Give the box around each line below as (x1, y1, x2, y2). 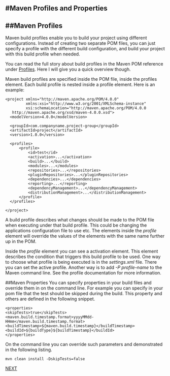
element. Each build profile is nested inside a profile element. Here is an (5, 81, 155, 88)
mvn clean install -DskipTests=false (5, 357, 85, 362)
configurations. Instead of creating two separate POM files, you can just (5, 40, 156, 46)
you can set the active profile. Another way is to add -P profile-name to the (5, 264, 162, 271)
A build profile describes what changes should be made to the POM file (5, 217, 155, 223)
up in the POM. (5, 238, 37, 244)
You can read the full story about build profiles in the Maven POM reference (5, 61, 163, 67)
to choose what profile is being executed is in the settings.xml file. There (5, 259, 157, 265)
